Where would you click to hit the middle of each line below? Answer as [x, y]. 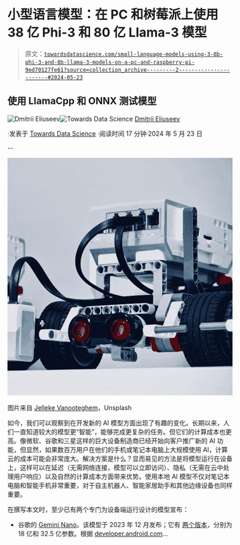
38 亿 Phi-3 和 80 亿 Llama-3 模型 [107, 32]
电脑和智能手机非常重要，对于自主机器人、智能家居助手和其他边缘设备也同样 [120, 485]
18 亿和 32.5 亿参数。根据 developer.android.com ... [93, 534]
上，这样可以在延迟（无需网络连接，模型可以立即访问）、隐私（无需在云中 [115, 467]
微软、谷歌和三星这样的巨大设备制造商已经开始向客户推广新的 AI [121, 441]
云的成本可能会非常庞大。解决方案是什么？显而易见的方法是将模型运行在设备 [120, 459]
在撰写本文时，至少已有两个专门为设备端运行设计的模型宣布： [98, 509]
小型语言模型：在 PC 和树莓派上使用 [113, 15]
